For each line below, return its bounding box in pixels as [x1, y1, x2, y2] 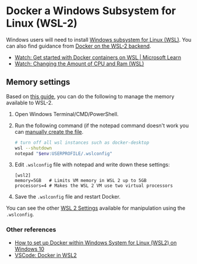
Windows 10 [14, 245, 45, 252]
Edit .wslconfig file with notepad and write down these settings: [14, 161, 171, 169]
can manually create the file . [14, 128, 84, 135]
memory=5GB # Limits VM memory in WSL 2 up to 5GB [14, 178, 147, 184]
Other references [6, 226, 56, 234]
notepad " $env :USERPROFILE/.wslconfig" [14, 150, 113, 157]
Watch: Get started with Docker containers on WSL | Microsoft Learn [14, 54, 181, 61]
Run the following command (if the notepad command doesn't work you [14, 122, 189, 129]
